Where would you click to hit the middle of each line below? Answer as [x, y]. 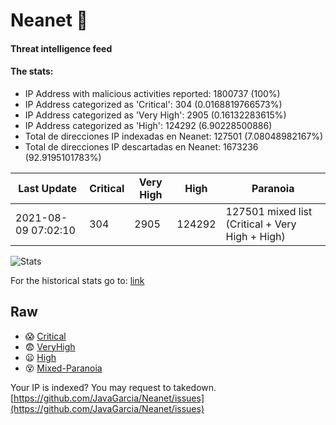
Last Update [48, 188]
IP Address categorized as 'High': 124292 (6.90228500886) [148, 125]
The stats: [32, 71]
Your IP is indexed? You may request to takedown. [113, 387]
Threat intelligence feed [61, 48]
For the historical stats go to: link [77, 280]
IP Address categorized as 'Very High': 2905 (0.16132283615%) [155, 115]
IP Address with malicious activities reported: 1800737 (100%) [152, 93]
